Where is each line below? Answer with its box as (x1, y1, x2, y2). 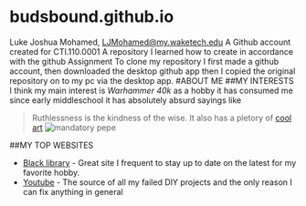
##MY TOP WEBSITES (9, 139, 94, 150)
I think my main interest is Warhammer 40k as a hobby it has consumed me (9, 85, 294, 96)
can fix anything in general (22, 186, 123, 197)
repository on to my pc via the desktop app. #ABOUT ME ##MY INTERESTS (9, 75, 294, 86)
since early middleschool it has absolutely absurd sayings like (9, 94, 242, 106)
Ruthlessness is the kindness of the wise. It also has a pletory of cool (31, 112, 292, 123)
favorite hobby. (22, 167, 80, 178)
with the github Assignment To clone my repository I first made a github (9, 56, 280, 67)
